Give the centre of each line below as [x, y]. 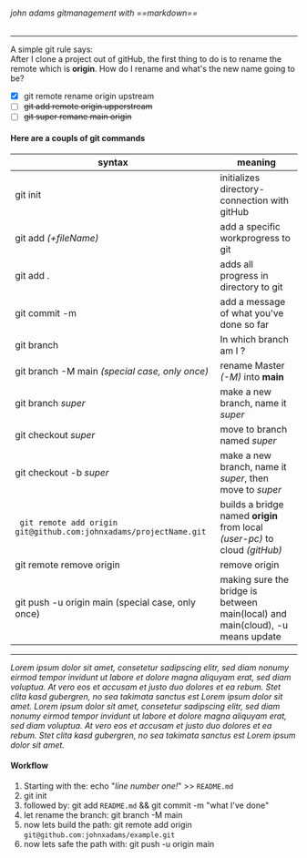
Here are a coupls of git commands [78, 138]
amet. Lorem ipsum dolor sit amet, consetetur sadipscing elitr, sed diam [145, 706]
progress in [244, 275]
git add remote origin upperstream [88, 107]
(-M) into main [252, 376]
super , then [245, 478]
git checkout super [55, 434]
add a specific [250, 226]
